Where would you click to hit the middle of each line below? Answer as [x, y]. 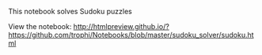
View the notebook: [40, 26]
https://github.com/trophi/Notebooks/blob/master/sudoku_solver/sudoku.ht [131, 35]
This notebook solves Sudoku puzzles [70, 11]
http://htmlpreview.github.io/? [122, 26]
